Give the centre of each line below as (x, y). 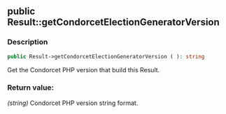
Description (28, 42)
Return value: (31, 88)
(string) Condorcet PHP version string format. (73, 103)
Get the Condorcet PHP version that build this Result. (84, 70)
